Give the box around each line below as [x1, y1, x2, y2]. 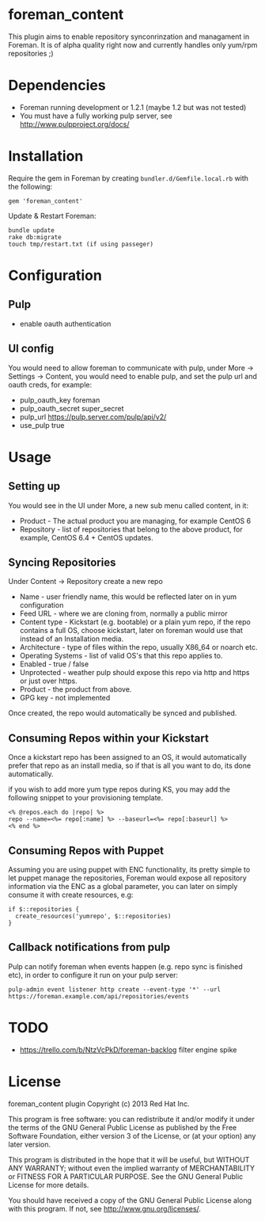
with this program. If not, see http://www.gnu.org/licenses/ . [8, 1204, 202, 1213]
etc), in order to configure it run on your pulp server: [8, 970, 179, 979]
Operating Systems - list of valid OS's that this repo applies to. [19, 651, 223, 661]
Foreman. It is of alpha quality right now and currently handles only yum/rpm [8, 40, 258, 49]
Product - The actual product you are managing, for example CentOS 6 [19, 516, 252, 525]
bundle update [8, 226, 55, 235]
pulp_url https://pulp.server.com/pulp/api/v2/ [19, 412, 167, 422]
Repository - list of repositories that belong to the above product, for [19, 525, 243, 534]
